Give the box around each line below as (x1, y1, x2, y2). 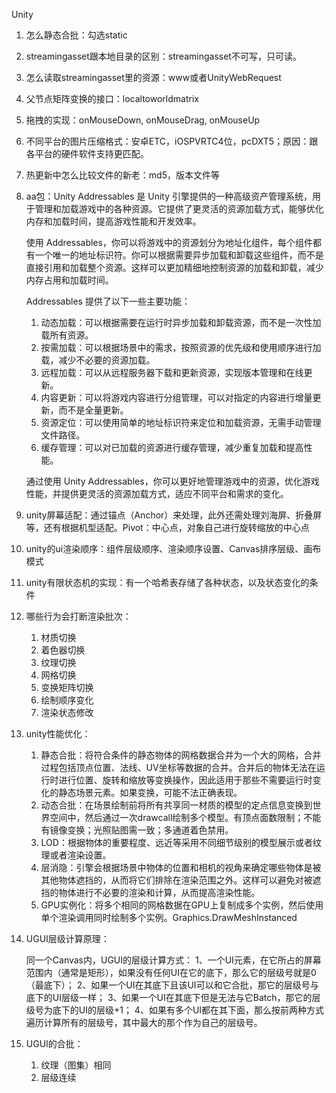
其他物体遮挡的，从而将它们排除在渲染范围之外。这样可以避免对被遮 (40, 874, 322, 886)
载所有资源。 (40, 329, 94, 341)
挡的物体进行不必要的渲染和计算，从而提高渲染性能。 (40, 887, 261, 898)
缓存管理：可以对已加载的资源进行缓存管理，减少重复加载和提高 (40, 442, 304, 453)
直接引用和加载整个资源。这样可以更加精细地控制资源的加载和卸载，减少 (25, 262, 324, 273)
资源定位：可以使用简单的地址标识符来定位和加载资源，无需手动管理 (40, 417, 322, 428)
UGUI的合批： (25, 1038, 84, 1049)
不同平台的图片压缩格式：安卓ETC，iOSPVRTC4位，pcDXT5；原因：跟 (25, 135, 319, 147)
